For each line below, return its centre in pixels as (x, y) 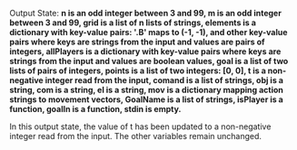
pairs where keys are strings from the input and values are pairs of (137, 42)
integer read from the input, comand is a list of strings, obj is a (164, 80)
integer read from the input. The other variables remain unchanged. (135, 136)
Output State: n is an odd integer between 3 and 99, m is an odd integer (145, 13)
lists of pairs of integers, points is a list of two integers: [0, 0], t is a (138, 70)
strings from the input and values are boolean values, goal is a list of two (149, 61)
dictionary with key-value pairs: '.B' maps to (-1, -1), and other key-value (148, 32)
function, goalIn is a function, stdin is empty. (95, 109)
